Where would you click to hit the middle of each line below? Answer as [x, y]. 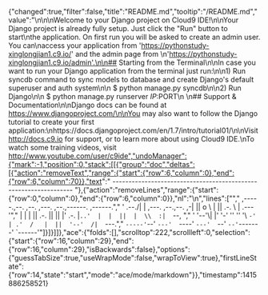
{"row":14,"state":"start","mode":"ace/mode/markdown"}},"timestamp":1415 [133, 275]
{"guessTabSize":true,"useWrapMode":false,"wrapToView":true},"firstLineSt [133, 258]
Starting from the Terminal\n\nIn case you [187, 62]
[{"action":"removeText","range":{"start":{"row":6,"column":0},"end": [121, 173]
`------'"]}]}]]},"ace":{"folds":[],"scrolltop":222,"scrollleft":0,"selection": [133, 232]
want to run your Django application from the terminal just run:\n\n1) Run [127, 71]
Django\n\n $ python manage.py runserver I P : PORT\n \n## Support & [123, 96]
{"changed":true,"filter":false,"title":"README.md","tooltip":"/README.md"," [133, 12]
